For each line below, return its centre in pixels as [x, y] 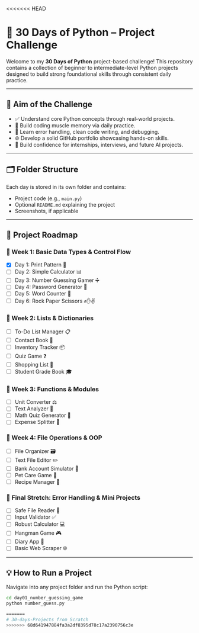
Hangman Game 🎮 [38, 533]
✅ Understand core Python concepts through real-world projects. [94, 118]
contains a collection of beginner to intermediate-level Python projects [92, 68]
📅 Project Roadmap [42, 235]
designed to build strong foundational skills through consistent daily [89, 74]
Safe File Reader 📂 [37, 510]
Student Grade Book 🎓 [43, 371]
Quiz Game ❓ [31, 356]
